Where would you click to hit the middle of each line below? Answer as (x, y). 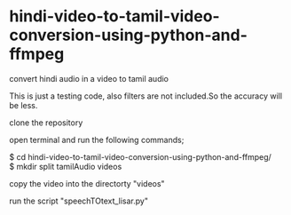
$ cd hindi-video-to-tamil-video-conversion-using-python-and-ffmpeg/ (141, 156)
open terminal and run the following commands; (97, 139)
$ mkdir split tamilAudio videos (66, 166)
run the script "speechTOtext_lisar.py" (79, 201)
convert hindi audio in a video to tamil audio (89, 78)
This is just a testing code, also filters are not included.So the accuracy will (145, 96)
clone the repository (46, 123)
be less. (24, 105)
